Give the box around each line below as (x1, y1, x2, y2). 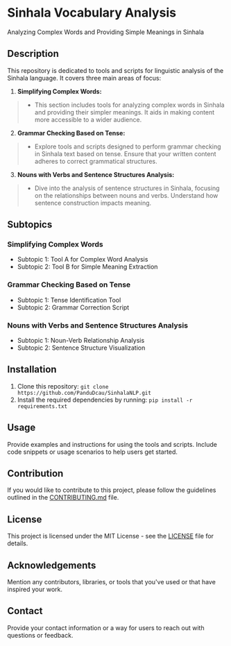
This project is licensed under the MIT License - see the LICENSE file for (7, 532, 214, 541)
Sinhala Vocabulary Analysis (7, 5, 177, 21)
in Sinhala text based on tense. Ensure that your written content (34, 149, 216, 158)
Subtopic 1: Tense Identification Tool (17, 296, 121, 304)
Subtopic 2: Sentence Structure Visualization (17, 343, 146, 352)
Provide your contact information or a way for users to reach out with (7, 623, 205, 632)
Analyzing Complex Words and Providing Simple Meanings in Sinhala (7, 28, 205, 36)
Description (7, 48, 59, 60)
